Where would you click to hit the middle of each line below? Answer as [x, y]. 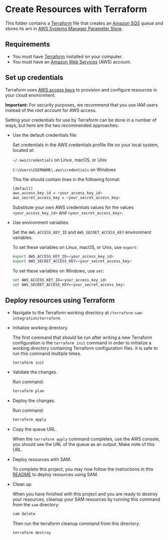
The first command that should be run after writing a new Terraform [82, 337]
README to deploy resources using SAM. [55, 475]
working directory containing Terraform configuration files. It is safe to [85, 348]
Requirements [28, 44]
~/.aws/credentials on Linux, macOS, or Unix [59, 160]
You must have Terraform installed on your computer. [67, 56]
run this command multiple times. [47, 353]
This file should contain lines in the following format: [66, 179]
